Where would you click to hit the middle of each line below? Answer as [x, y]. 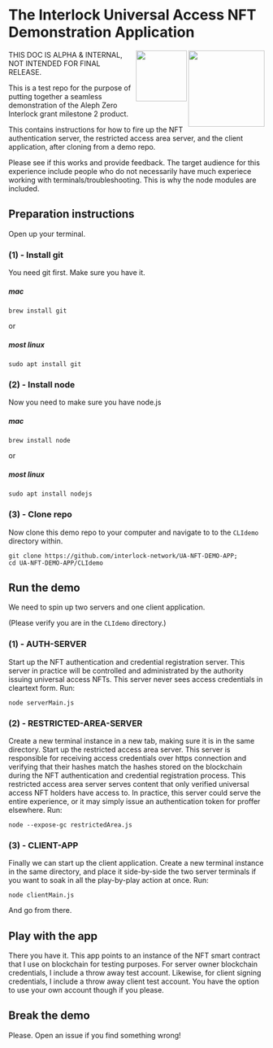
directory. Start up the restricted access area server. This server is [119, 749]
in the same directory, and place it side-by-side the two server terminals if [132, 871]
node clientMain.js [41, 895]
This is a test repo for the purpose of [70, 88]
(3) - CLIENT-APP [43, 845]
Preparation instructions [71, 214]
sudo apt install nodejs [50, 494]
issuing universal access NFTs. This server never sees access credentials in [136, 679]
